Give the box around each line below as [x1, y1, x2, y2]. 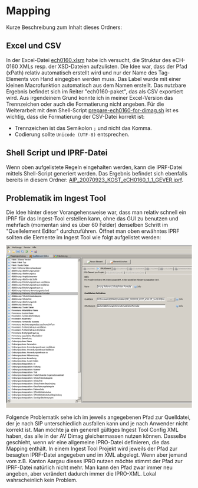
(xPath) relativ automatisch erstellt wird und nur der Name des [6, 69, 157, 76]
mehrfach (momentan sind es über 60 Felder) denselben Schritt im [6, 222, 169, 229]
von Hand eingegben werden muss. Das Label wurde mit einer [29, 75, 181, 82]
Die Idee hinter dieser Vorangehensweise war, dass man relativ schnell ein [6, 209, 187, 216]
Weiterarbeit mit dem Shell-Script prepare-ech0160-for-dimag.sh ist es [6, 106, 179, 113]
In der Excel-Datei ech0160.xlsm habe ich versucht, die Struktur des [6, 56, 171, 63]
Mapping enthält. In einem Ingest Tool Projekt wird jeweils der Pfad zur [6, 445, 178, 452]
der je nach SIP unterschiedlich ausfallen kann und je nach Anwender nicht [6, 419, 189, 427]
